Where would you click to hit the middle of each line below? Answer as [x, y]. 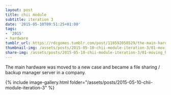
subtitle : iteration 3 [29, 19]
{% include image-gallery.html [37, 82]
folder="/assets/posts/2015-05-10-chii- [111, 82]
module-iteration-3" [26, 87]
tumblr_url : [18, 43]
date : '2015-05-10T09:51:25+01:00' [43, 24]
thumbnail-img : [21, 48]
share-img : [17, 52]
